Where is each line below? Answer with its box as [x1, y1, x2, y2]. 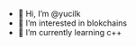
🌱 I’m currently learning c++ [17, 27, 122, 37]
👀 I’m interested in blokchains [17, 18, 128, 28]
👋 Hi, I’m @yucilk [17, 9, 81, 19]
